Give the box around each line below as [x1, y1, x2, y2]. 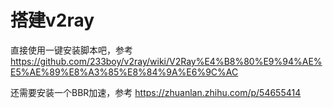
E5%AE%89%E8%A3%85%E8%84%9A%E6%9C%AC [10, 66, 239, 78]
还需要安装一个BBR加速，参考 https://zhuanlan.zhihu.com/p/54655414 [10, 86, 302, 98]
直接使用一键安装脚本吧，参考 [10, 44, 133, 56]
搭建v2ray [10, 9, 95, 32]
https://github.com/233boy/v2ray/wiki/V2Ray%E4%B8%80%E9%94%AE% [10, 55, 323, 67]
